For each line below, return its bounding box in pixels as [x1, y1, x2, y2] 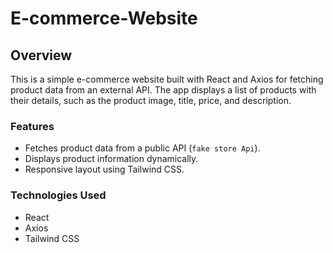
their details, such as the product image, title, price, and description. [10, 95, 292, 106]
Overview [10, 47, 73, 64]
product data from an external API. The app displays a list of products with [10, 84, 317, 96]
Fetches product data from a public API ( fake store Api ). [24, 142, 261, 154]
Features [10, 119, 55, 133]
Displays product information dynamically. [24, 153, 199, 165]
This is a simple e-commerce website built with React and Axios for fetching [10, 73, 324, 85]
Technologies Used [10, 188, 107, 202]
